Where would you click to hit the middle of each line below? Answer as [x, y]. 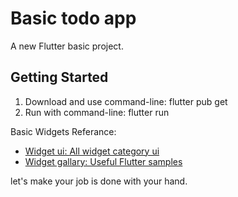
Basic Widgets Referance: [63, 131]
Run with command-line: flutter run [97, 112]
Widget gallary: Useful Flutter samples [103, 161]
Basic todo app [73, 18]
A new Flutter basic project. [67, 46]
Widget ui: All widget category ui [92, 151]
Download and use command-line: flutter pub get [126, 101]
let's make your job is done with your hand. [99, 181]
